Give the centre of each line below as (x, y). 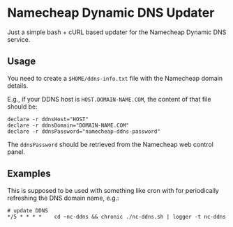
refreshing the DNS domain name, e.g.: (63, 198)
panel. (16, 152)
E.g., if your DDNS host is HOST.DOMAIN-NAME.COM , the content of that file (109, 99)
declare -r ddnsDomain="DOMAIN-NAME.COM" (68, 125)
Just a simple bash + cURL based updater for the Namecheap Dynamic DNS (117, 32)
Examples (29, 174)
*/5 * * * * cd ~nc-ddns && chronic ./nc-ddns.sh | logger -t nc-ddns (117, 217)
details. (18, 86)
